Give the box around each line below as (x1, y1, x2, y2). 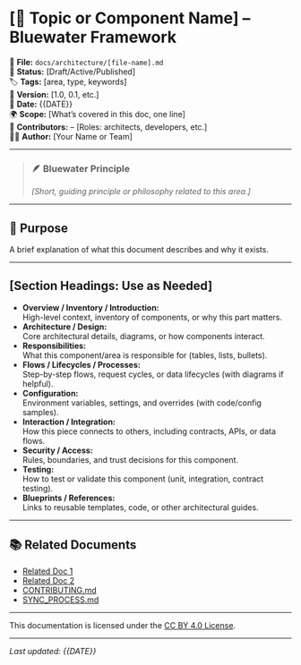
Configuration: (21, 388, 79, 398)
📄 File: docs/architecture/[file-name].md (9, 56, 164, 67)
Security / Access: (21, 445, 94, 456)
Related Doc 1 (21, 566, 73, 576)
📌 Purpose (9, 220, 69, 235)
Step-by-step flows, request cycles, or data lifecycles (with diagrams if (21, 369, 284, 379)
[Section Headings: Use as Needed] (9, 278, 213, 294)
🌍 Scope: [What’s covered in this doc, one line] (9, 108, 185, 119)
